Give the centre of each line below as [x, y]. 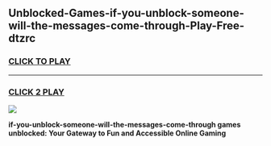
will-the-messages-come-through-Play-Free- [126, 26]
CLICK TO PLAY [40, 61]
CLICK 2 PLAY [36, 92]
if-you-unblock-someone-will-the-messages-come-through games [125, 124]
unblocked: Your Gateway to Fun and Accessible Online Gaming [117, 133]
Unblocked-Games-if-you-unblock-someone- [126, 13]
